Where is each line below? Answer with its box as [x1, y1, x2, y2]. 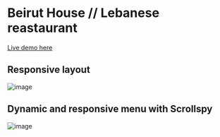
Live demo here [7, 43, 53, 52]
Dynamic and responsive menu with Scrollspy [7, 103, 213, 115]
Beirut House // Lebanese [7, 5, 160, 21]
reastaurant [7, 20, 78, 36]
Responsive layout [7, 64, 90, 76]
